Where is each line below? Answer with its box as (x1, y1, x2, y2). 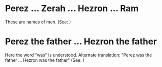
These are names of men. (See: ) (5, 19, 71, 25)
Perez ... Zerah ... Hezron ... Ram (5, 3, 139, 14)
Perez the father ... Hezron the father (5, 36, 157, 47)
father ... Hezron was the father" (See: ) (5, 57, 84, 63)
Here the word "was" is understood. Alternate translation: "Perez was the (5, 52, 152, 58)
